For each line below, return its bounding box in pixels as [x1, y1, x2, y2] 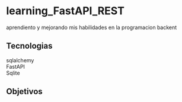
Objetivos [6, 87, 43, 97]
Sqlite [6, 69, 20, 76]
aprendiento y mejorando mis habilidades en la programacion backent [6, 24, 177, 31]
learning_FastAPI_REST [6, 4, 124, 18]
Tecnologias [6, 41, 53, 51]
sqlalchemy [6, 56, 34, 63]
